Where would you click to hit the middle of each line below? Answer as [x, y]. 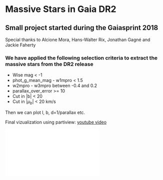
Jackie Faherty [20, 45]
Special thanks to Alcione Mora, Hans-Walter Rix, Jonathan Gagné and [78, 39]
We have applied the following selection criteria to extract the [81, 57]
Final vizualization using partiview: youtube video [56, 122]
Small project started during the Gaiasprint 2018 [82, 28]
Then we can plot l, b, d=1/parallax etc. [45, 112]
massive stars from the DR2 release [49, 64]
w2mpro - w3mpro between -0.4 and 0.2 [55, 85]
